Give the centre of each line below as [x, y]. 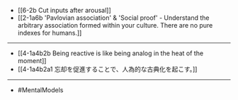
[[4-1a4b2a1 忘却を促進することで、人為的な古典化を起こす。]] [107, 69]
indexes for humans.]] [50, 33]
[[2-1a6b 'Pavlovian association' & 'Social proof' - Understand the [113, 18]
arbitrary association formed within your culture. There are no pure [115, 25]
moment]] [32, 61]
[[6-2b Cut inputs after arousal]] [64, 10]
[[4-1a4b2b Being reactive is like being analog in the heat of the [110, 53]
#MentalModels [40, 90]
